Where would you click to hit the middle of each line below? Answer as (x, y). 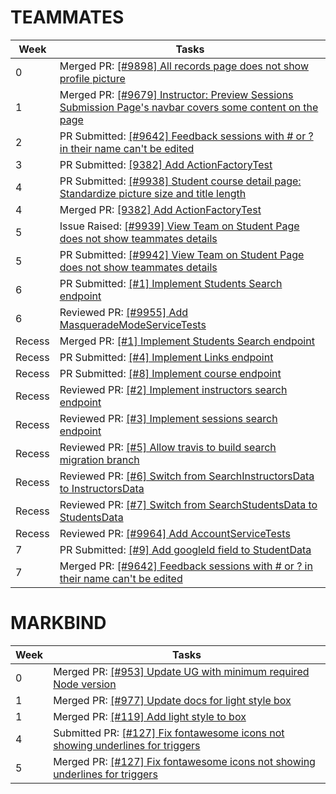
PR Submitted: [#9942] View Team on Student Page (182, 254)
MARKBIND (58, 623)
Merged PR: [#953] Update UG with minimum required (181, 671)
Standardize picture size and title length (153, 193)
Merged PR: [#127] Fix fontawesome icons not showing (184, 761)
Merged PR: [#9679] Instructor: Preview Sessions (176, 94)
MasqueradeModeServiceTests (133, 324)
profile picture (92, 78)
